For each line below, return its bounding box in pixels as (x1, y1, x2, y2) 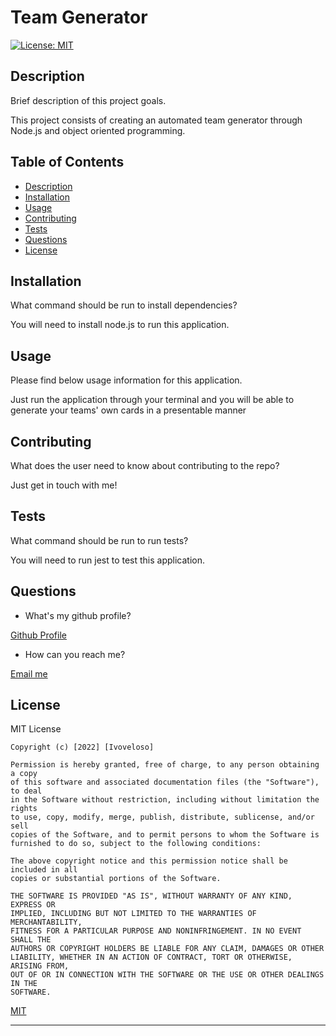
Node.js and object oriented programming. (10, 124, 186, 136)
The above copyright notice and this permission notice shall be (10, 856, 288, 866)
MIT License (10, 723, 62, 735)
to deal (10, 786, 43, 796)
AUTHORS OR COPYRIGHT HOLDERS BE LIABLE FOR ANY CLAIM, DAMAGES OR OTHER (10, 944, 325, 954)
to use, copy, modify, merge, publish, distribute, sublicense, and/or (10, 812, 315, 823)
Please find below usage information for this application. (10, 374, 243, 386)
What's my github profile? (24, 609, 132, 621)
